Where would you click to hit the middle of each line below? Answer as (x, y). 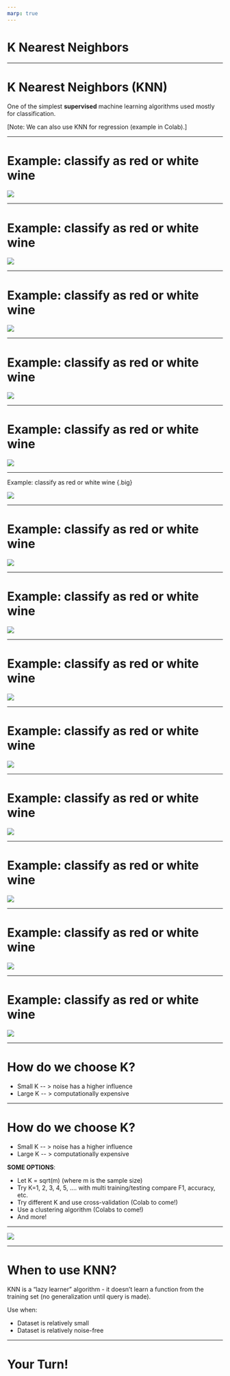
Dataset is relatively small (53, 1323)
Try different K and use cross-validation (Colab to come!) (97, 1202)
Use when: (22, 1310)
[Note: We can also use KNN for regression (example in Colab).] (97, 127)
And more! (32, 1216)
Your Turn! (38, 1364)
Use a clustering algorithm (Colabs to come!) (80, 1209)
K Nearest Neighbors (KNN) (87, 87)
